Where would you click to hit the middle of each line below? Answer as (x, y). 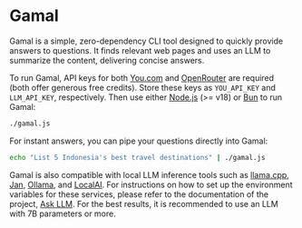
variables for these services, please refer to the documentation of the (139, 194)
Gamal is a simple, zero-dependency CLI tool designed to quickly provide (146, 41)
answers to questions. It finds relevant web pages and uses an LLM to (140, 50)
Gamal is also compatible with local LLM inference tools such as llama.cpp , (150, 174)
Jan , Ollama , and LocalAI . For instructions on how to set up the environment (151, 184)
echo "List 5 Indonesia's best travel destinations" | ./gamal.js (137, 157)
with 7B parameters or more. (63, 213)
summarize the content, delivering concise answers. (107, 60)
